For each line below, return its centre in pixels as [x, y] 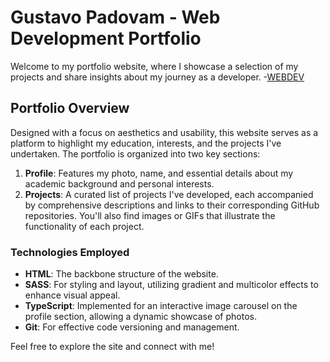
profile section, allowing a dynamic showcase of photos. [140, 317]
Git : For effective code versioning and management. [132, 327]
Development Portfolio [106, 38]
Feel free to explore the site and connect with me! [112, 347]
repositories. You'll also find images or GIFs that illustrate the [150, 215]
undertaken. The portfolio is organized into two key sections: [135, 153]
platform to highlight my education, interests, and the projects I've [146, 143]
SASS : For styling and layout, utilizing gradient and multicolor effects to [171, 285]
